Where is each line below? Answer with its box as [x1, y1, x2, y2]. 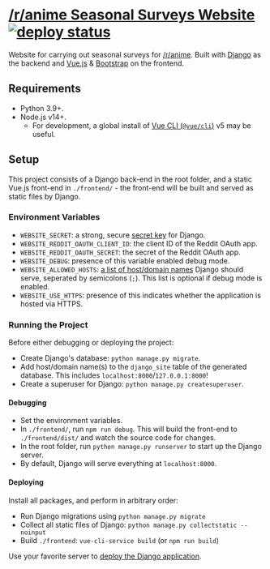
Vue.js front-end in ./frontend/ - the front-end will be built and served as [8, 182, 254, 192]
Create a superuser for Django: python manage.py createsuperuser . [19, 379, 245, 389]
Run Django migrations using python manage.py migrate [19, 511, 206, 520]
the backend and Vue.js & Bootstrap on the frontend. [8, 58, 185, 68]
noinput [19, 528, 46, 537]
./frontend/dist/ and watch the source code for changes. [19, 433, 216, 443]
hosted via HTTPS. [19, 298, 84, 309]
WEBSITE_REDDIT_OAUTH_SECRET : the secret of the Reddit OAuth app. [19, 247, 241, 257]
